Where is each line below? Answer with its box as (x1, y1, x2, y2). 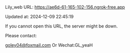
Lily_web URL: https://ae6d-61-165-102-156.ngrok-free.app (5, 4, 125, 10)
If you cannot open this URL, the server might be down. (5, 23, 118, 29)
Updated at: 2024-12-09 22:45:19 (5, 14, 74, 19)
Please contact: (5, 33, 37, 38)
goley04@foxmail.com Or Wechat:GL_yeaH (5, 42, 93, 48)
